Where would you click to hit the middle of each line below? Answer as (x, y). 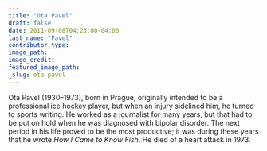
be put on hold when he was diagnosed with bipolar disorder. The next (124, 122)
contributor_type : (39, 45)
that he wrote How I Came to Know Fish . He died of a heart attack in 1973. (130, 139)
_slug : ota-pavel (37, 75)
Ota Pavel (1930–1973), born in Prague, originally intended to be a (116, 97)
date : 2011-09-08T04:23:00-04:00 (64, 30)
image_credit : (32, 60)
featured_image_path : (44, 68)
